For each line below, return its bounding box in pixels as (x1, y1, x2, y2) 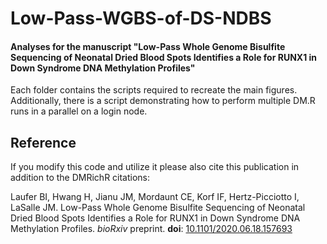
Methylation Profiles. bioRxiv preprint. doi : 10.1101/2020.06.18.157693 (10, 223, 293, 235)
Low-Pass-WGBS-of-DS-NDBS (10, 7, 272, 30)
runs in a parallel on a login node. (10, 105, 148, 117)
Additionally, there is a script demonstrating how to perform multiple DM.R (10, 95, 316, 107)
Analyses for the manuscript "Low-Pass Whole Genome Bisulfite (10, 40, 286, 52)
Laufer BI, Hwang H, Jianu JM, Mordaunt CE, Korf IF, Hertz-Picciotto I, (10, 191, 300, 203)
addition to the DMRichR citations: (10, 172, 151, 184)
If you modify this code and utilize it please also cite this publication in (10, 161, 300, 173)
